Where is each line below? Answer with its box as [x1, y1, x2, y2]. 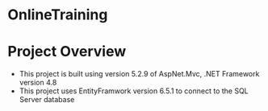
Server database [19, 95, 75, 105]
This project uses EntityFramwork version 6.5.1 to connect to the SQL [19, 86, 249, 96]
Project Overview [7, 43, 127, 61]
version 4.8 [19, 78, 57, 88]
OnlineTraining [7, 6, 108, 24]
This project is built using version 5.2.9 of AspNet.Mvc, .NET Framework [19, 69, 260, 79]
